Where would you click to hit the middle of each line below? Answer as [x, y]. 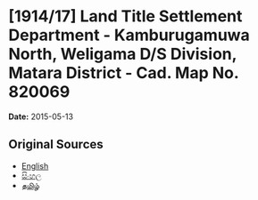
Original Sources [56, 144]
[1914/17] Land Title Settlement [125, 16]
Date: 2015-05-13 [41, 116]
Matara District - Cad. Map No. [124, 73]
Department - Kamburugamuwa [129, 35]
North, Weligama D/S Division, [123, 54]
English [35, 165]
